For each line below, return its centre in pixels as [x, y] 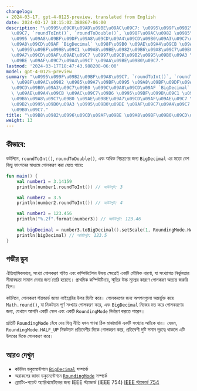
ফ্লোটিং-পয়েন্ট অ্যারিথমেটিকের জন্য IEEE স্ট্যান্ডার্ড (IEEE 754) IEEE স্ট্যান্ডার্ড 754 [87, 382]
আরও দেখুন [20, 355]
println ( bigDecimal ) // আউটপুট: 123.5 [62, 235]
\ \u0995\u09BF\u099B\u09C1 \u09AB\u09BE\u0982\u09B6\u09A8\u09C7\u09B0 [102, 50]
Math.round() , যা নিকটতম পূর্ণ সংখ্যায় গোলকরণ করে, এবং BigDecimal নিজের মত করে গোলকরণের [95, 305]
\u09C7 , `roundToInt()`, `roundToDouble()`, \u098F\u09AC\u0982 [91, 33]
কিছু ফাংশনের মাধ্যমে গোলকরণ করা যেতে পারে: [45, 165]
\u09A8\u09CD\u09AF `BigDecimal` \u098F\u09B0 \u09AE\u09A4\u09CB [94, 45]
